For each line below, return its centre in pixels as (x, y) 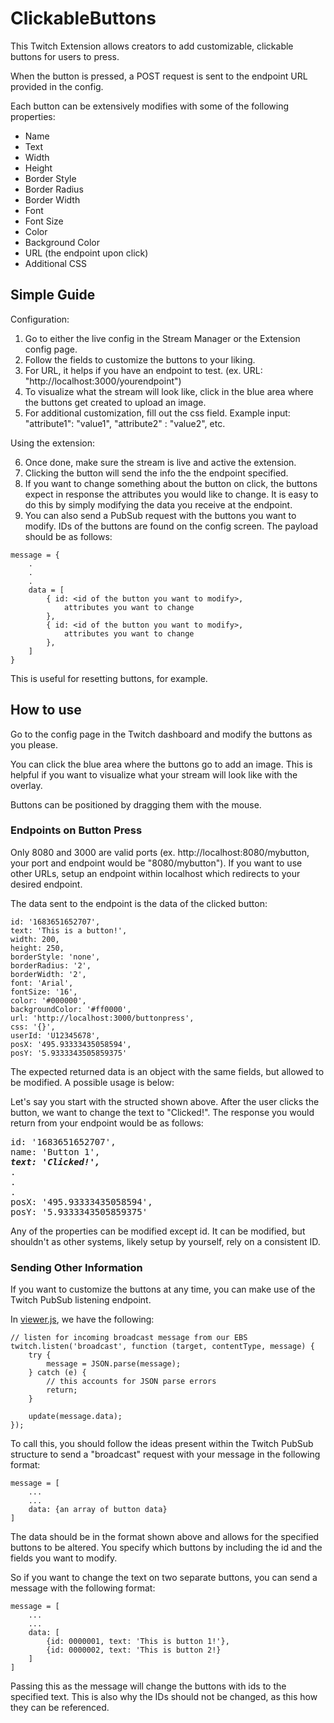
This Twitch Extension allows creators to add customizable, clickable (152, 46)
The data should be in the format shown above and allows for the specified (165, 1537)
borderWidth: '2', (48, 974)
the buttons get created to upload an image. (115, 402)
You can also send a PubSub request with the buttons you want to (160, 515)
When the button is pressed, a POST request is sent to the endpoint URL (159, 76)
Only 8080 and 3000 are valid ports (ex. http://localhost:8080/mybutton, (160, 852)
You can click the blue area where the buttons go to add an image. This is (161, 764)
